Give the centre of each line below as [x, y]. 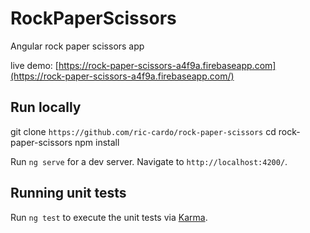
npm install [97, 142]
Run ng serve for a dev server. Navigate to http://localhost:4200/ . [149, 161]
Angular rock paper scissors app [77, 46]
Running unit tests [68, 193]
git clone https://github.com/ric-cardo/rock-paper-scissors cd [143, 131]
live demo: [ [34, 65]
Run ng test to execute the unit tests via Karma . [109, 217]
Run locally [46, 107]
